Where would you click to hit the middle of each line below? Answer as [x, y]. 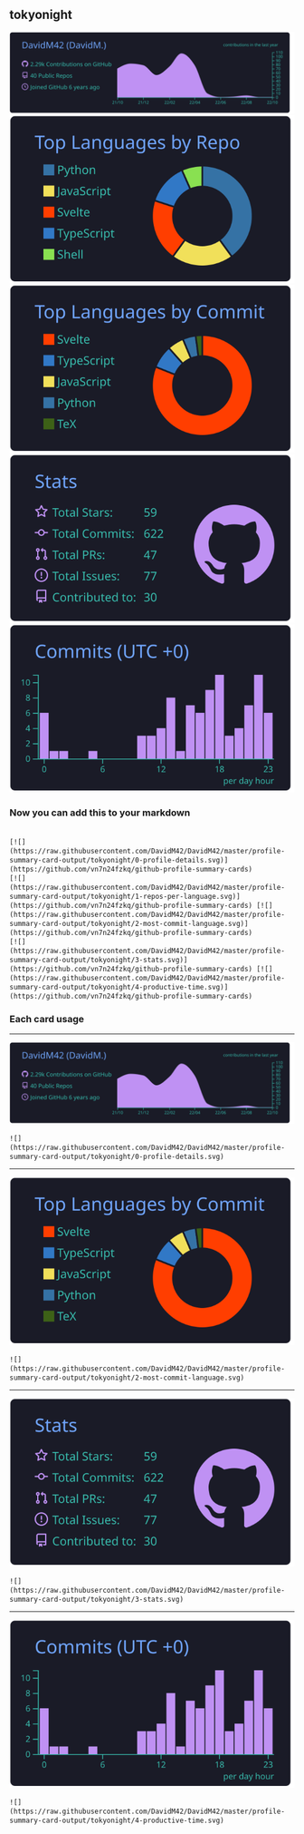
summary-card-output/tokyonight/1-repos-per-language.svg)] [125, 896]
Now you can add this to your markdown [100, 813]
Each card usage [47, 1019]
